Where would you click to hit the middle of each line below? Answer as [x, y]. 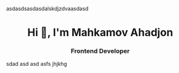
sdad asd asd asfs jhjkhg [37, 64]
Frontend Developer [100, 51]
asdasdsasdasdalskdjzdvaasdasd [47, 9]
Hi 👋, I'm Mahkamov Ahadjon [100, 33]
